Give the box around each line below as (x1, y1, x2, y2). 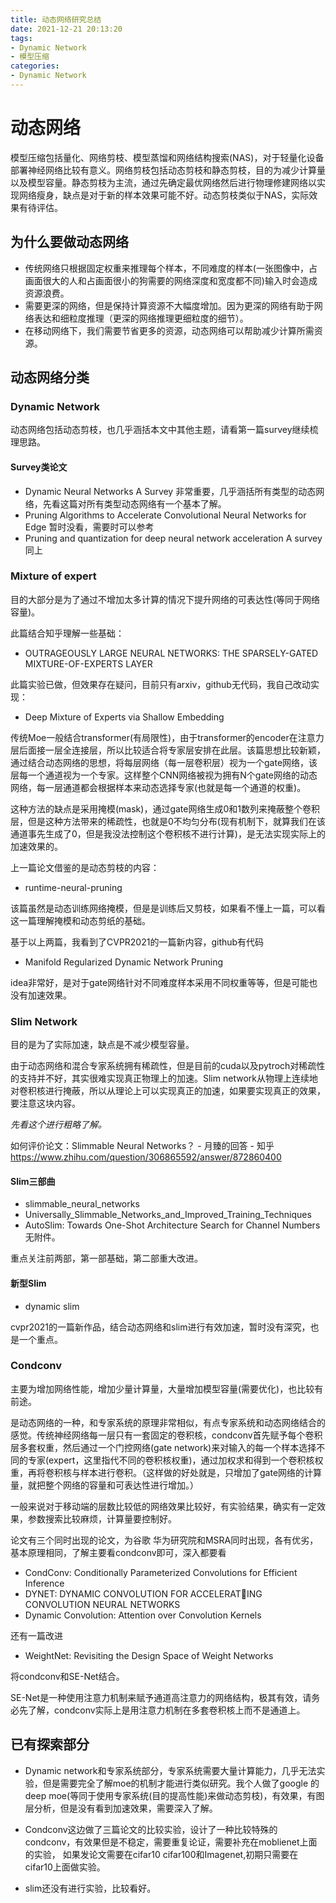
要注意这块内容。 (10, 1097, 81, 1110)
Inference (24, 1577, 65, 1589)
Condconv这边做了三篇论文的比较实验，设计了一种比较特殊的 (24, 1823, 278, 1835)
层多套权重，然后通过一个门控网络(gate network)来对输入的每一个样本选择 (10, 1441, 317, 1453)
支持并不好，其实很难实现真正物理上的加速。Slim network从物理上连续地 (18, 1072, 318, 1085)
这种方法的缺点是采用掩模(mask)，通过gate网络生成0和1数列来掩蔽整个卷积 (10, 802, 320, 815)
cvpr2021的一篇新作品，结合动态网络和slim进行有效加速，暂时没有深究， (10, 1321, 311, 1333)
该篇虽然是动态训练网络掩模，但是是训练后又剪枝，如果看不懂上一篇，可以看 (10, 902, 326, 914)
